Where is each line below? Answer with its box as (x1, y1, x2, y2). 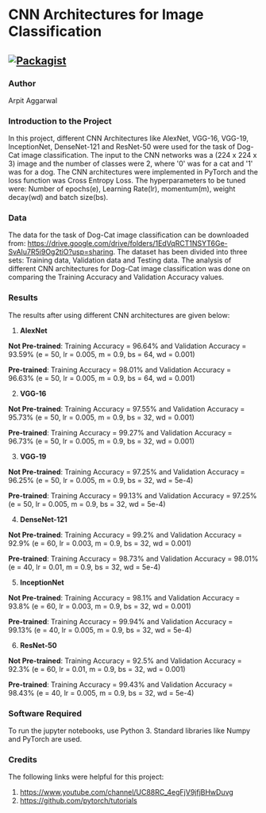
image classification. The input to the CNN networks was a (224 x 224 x (21, 151, 257, 160)
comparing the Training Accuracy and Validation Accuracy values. (8, 272, 225, 282)
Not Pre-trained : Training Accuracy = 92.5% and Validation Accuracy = (8, 656, 242, 665)
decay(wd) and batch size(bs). (8, 193, 109, 202)
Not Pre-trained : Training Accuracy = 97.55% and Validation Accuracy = (8, 404, 245, 413)
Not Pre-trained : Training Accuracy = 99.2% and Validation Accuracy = (8, 530, 242, 539)
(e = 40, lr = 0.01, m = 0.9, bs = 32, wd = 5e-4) (8, 562, 161, 572)
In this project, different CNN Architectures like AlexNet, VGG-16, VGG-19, (8, 133, 249, 144)
